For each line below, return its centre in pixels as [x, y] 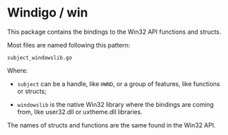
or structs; [32, 91]
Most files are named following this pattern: [69, 45]
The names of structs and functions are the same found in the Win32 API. [111, 125]
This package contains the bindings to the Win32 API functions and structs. [114, 32]
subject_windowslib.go [40, 58]
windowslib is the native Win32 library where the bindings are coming [115, 104]
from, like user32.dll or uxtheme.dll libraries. [80, 112]
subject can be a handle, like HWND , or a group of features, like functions [118, 83]
